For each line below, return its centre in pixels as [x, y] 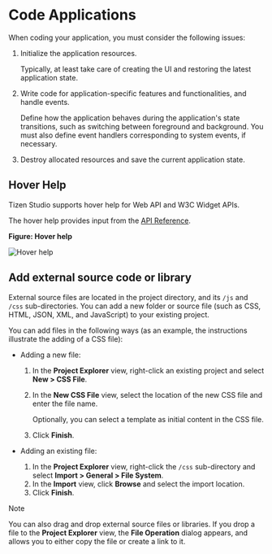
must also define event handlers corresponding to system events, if [133, 135]
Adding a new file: [50, 355]
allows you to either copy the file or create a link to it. [97, 541]
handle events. [45, 102]
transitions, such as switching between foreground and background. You [142, 126]
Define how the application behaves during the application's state [130, 118]
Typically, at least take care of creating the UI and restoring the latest [136, 69]
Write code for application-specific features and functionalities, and [133, 93]
